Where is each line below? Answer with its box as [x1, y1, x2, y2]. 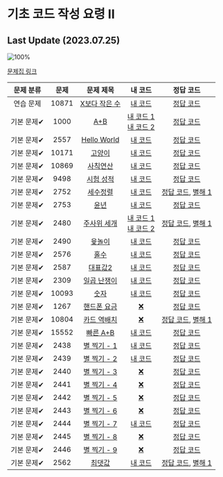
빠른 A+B [86, 328, 115, 337]
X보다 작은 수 [80, 99, 121, 108]
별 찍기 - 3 [83, 367, 118, 376]
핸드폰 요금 [83, 302, 118, 311]
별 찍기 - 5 [83, 393, 118, 403]
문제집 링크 [7, 67, 37, 75]
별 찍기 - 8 [83, 432, 118, 442]
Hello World [81, 135, 120, 144]
